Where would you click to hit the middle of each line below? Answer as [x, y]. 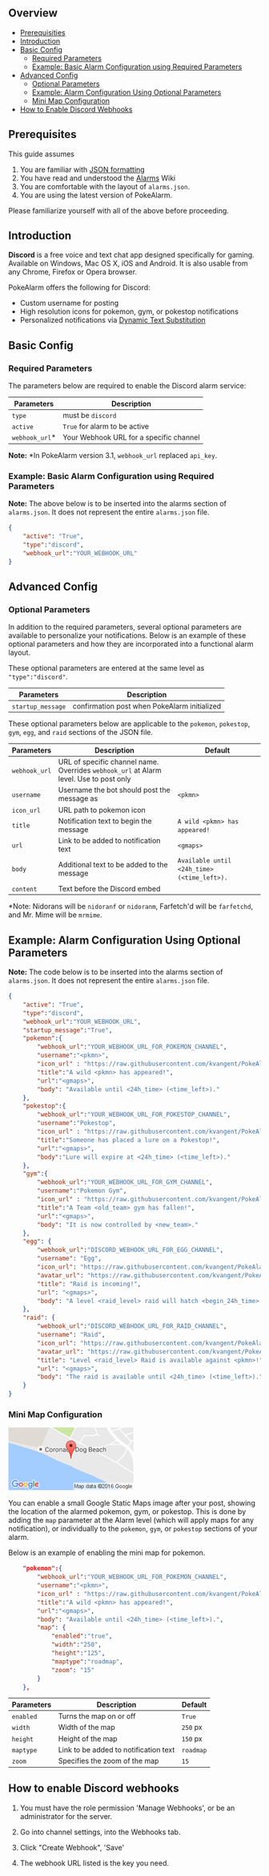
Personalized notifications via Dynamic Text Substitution [112, 320]
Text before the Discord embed [109, 888]
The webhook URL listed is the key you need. [94, 1863]
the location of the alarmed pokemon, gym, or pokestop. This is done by [127, 1512]
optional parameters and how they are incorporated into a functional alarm [131, 644]
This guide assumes [41, 154]
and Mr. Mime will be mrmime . [55, 915]
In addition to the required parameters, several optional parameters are [125, 627]
